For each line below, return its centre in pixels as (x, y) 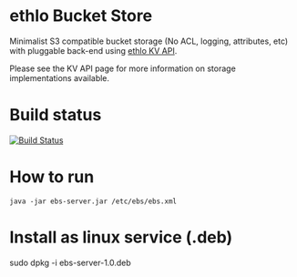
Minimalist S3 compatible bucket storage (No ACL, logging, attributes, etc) (149, 41)
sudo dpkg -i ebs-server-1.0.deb (71, 262)
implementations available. (60, 77)
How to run (52, 177)
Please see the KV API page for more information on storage (123, 68)
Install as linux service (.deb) (121, 237)
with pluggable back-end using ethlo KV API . (93, 50)
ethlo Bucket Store (81, 16)
